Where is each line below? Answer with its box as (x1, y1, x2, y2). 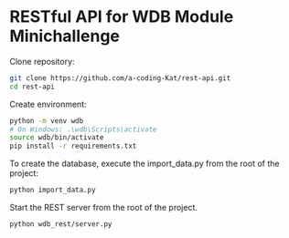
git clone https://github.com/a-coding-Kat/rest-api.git (9, 73, 231, 83)
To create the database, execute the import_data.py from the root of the (9, 158, 280, 170)
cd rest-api (9, 82, 55, 91)
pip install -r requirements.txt (9, 141, 137, 151)
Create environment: (9, 98, 87, 109)
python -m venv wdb (9, 116, 84, 125)
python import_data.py (9, 185, 96, 195)
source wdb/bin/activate (9, 133, 104, 142)
